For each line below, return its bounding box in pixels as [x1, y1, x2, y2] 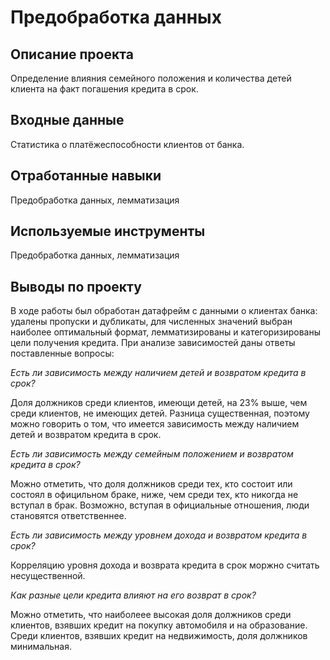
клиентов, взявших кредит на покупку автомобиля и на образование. [10, 619, 308, 631]
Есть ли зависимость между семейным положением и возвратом [10, 448, 294, 460]
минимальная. [10, 641, 72, 653]
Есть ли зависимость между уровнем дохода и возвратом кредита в [10, 529, 308, 541]
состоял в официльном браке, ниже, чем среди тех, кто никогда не [10, 489, 299, 501]
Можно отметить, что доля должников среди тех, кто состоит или [10, 478, 293, 490]
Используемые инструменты [10, 223, 206, 240]
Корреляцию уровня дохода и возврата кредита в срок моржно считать [10, 559, 320, 571]
